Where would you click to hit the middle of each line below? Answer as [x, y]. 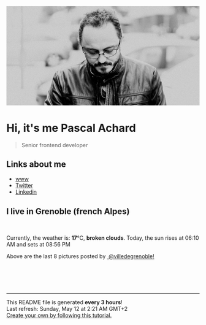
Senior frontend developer [55, 145]
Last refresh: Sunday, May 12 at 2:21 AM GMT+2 [67, 309]
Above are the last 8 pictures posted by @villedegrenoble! [80, 256]
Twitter [24, 185]
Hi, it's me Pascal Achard [71, 128]
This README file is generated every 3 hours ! [64, 302]
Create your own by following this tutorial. [59, 315]
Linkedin [26, 192]
